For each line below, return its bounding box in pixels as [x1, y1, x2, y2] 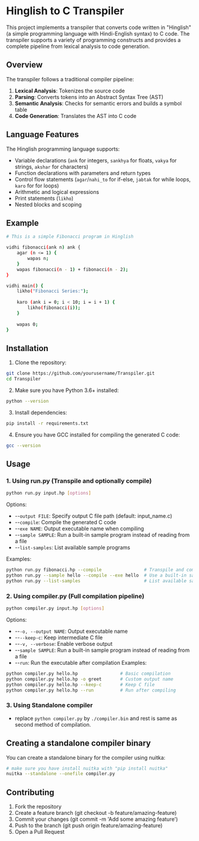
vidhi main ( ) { [6, 283, 44, 289]
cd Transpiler [6, 376, 41, 382]
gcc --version [6, 442, 41, 448]
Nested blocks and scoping [14, 200, 82, 208]
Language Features [6, 129, 79, 140]
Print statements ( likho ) [14, 195, 74, 202]
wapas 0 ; [17, 321, 38, 327]
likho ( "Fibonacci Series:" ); [17, 288, 89, 294]
